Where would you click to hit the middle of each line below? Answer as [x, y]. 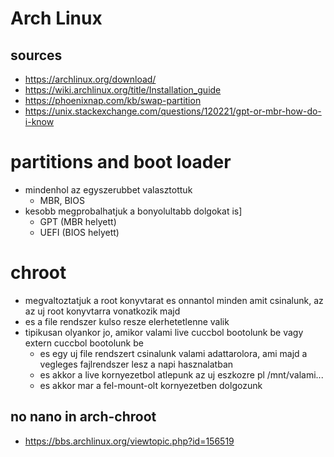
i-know [39, 121]
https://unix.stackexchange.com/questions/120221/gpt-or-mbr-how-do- [173, 111]
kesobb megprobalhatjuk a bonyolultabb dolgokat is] [133, 211]
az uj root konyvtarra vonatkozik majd [102, 311]
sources [36, 55]
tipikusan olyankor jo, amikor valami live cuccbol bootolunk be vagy [164, 332]
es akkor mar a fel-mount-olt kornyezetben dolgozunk [151, 385]
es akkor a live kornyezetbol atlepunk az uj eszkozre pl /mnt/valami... [181, 374]
